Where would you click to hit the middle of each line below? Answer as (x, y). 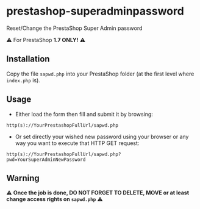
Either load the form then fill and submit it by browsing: (84, 114)
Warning (23, 178)
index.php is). (23, 80)
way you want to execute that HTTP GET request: (77, 143)
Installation (28, 59)
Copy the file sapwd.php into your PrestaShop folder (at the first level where (100, 74)
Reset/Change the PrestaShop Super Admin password (74, 28)
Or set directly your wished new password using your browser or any (102, 136)
